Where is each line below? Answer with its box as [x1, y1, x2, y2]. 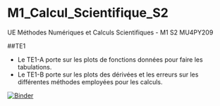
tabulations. [17, 62, 52, 71]
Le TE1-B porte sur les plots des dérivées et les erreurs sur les [17, 70, 199, 79]
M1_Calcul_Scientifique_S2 [7, 5, 169, 21]
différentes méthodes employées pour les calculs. [17, 77, 164, 86]
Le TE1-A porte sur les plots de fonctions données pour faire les [17, 55, 203, 64]
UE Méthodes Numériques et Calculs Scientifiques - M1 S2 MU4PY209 [7, 28, 214, 37]
